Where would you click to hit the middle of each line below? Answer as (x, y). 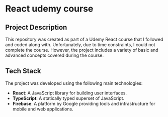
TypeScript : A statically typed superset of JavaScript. (68, 98)
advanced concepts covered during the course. (55, 55)
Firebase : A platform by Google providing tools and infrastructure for (84, 103)
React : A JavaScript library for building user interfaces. (70, 93)
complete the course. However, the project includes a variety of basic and (82, 50)
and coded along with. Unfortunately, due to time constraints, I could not (80, 45)
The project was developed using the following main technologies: (74, 83)
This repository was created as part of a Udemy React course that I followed (84, 39)
